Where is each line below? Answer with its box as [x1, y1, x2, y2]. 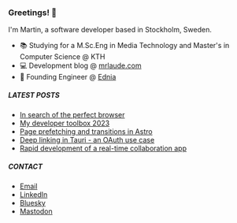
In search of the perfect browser [19, 110, 125, 120]
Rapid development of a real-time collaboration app [19, 143, 187, 153]
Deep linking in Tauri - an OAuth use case [19, 136, 155, 145]
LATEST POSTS [8, 90, 61, 99]
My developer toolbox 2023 [19, 118, 110, 128]
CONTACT [8, 162, 43, 171]
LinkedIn [19, 190, 48, 199]
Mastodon [19, 206, 53, 216]
